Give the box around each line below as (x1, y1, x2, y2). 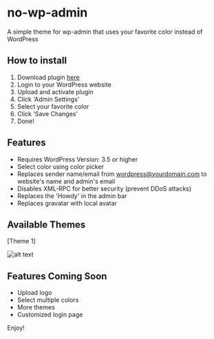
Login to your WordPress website (17, 80, 111, 89)
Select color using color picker (17, 162, 105, 171)
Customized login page (17, 311, 83, 319)
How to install (7, 55, 67, 67)
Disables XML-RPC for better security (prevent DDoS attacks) (17, 184, 192, 193)
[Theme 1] (7, 237, 36, 245)
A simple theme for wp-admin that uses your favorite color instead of (7, 28, 203, 36)
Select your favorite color (17, 102, 89, 111)
